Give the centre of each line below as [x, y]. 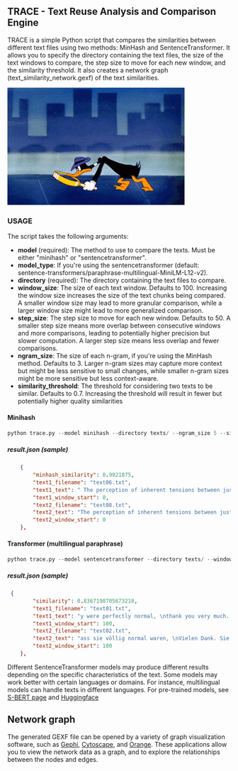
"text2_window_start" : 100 [73, 646]
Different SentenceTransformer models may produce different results [108, 667]
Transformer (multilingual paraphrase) [65, 544]
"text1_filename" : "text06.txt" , [82, 482]
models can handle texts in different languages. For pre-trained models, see [118, 689]
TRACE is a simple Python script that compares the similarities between [112, 40]
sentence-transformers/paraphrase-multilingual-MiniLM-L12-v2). [113, 273]
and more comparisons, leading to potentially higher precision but [114, 333]
